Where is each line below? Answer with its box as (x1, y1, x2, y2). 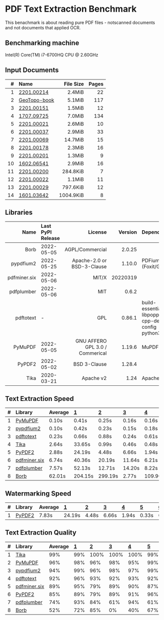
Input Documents (5, 66, 59, 74)
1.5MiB (67, 104, 84, 111)
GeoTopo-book (19, 97, 55, 103)
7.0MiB (67, 112, 84, 119)
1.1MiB (67, 176, 84, 182)
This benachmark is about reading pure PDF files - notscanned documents (5, 20, 155, 25)
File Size (64, 80, 84, 87)
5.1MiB (67, 97, 84, 103)
